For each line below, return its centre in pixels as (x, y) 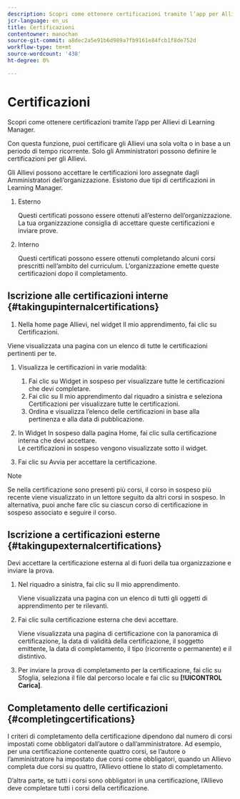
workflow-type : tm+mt (40, 47)
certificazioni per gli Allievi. (47, 159)
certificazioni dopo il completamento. (72, 273)
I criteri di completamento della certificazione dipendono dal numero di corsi (120, 736)
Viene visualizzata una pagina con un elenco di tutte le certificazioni (108, 346)
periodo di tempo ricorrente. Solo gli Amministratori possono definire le (112, 151)
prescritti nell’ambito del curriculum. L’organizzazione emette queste (118, 266)
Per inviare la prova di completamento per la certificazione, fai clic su (119, 670)
